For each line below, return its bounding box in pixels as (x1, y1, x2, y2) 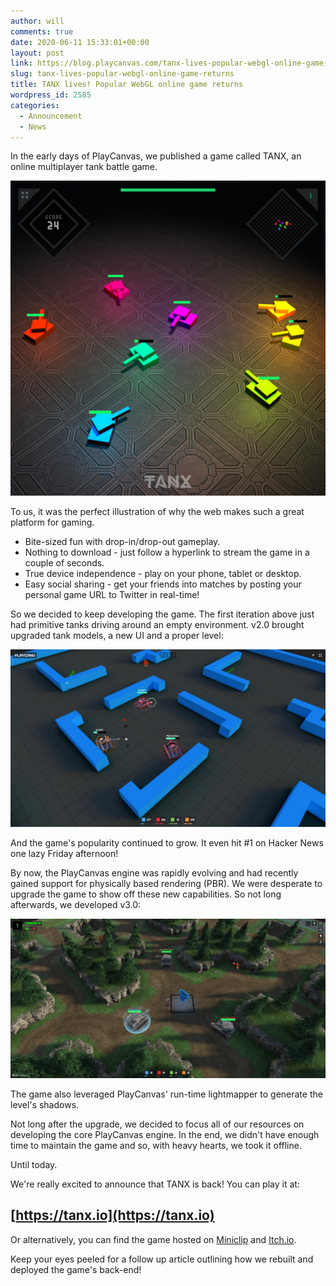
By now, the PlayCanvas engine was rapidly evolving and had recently (10, 866, 299, 879)
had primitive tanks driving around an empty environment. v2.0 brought (10, 619, 305, 631)
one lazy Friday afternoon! (10, 847, 119, 859)
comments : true (10, 26, 74, 37)
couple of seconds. (24, 557, 105, 569)
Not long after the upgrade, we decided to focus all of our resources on (10, 1118, 305, 1130)
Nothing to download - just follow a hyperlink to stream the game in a (24, 546, 310, 559)
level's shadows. (10, 1098, 80, 1110)
